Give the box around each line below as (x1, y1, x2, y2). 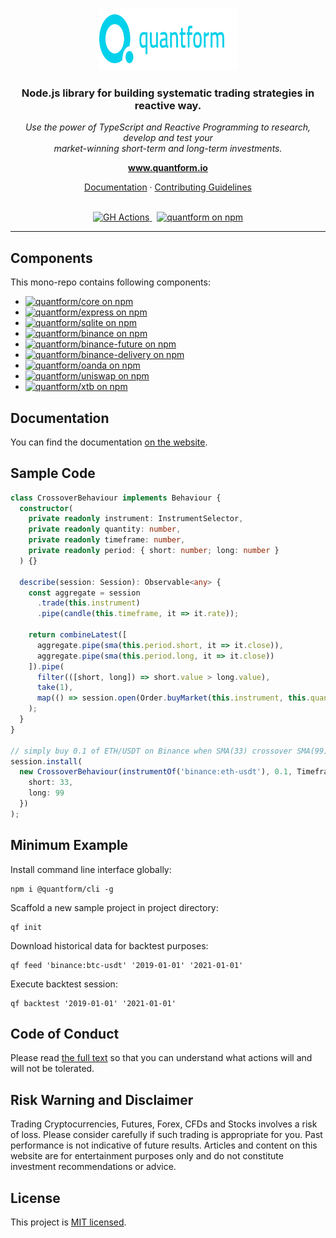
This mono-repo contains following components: (10, 276, 211, 288)
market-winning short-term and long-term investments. (53, 143, 283, 155)
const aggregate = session (28, 588, 141, 598)
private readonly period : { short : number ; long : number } (28, 546, 280, 556)
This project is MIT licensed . (10, 1216, 127, 1228)
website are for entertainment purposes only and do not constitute (10, 1150, 284, 1162)
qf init (10, 922, 43, 932)
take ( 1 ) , (36, 683, 74, 693)
